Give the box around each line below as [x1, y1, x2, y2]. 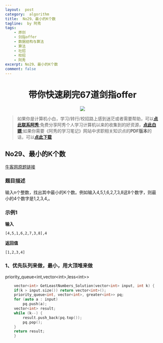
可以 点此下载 [26, 134, 52, 140]
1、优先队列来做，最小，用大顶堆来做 [5, 262, 93, 269]
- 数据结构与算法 [14, 39, 44, 44]
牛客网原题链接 [5, 164, 35, 170]
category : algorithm [5, 12, 50, 17]
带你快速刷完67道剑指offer [28, 89, 137, 101]
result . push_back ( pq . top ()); [23, 315, 82, 320]
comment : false [5, 67, 36, 72]
